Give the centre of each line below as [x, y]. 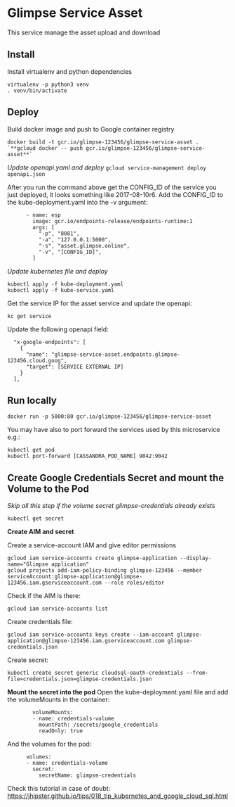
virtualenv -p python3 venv [48, 84]
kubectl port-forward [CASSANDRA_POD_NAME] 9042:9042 [88, 456]
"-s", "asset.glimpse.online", [84, 246]
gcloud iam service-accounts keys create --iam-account [90, 635]
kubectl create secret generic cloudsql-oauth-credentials [95, 673]
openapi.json [26, 174]
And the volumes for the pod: [49, 744]
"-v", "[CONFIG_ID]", [70, 252]
